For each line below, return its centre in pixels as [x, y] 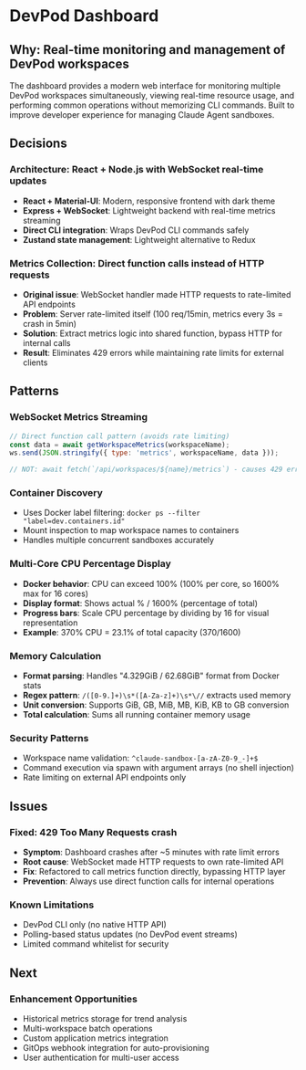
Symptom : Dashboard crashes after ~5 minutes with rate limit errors [151, 852]
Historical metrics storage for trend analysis [105, 1019]
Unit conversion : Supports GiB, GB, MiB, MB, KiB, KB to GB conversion [156, 705]
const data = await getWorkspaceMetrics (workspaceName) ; [120, 445]
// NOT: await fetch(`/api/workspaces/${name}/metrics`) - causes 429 [146, 470]
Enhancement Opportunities [74, 999]
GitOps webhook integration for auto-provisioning [116, 1048]
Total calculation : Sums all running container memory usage [137, 715]
